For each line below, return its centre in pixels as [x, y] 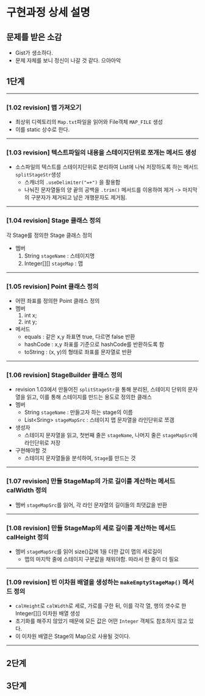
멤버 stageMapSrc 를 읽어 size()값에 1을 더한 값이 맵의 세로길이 [89, 551]
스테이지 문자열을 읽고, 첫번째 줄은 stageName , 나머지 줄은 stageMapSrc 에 [111, 435]
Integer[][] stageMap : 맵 [54, 263]
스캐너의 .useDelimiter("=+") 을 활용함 [72, 182]
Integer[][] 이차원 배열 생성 [48, 614]
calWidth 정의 [27, 490]
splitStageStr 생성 [38, 175]
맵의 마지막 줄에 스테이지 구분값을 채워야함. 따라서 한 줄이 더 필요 [101, 559]
